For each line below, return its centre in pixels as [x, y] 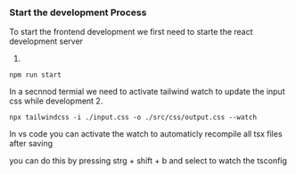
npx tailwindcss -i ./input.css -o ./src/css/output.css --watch [133, 118]
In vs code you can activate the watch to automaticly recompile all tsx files [146, 134]
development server [46, 41]
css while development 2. [56, 101]
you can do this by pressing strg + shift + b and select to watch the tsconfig [148, 161]
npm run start [36, 75]
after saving [31, 144]
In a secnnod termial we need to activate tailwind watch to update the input [147, 92]
